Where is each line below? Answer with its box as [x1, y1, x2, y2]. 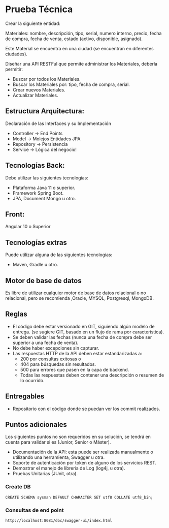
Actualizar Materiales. [12, 92, 58, 98]
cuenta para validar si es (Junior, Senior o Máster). [5, 439, 111, 445]
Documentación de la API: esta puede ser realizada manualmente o [12, 449, 153, 455]
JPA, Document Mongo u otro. [12, 195, 76, 201]
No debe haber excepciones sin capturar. [12, 345, 99, 351]
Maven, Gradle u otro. [12, 262, 58, 268]
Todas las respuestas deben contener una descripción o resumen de [20, 372, 164, 378]
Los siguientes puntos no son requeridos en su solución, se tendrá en [5, 433, 151, 440]
